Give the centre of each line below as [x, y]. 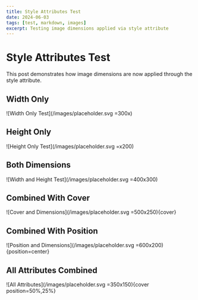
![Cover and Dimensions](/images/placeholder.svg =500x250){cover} [91, 212]
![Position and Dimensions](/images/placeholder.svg [70, 245]
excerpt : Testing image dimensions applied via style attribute [87, 28]
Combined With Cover [48, 198]
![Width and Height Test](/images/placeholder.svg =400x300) [82, 179]
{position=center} [28, 252]
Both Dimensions [39, 165]
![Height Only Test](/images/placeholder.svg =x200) [70, 146]
